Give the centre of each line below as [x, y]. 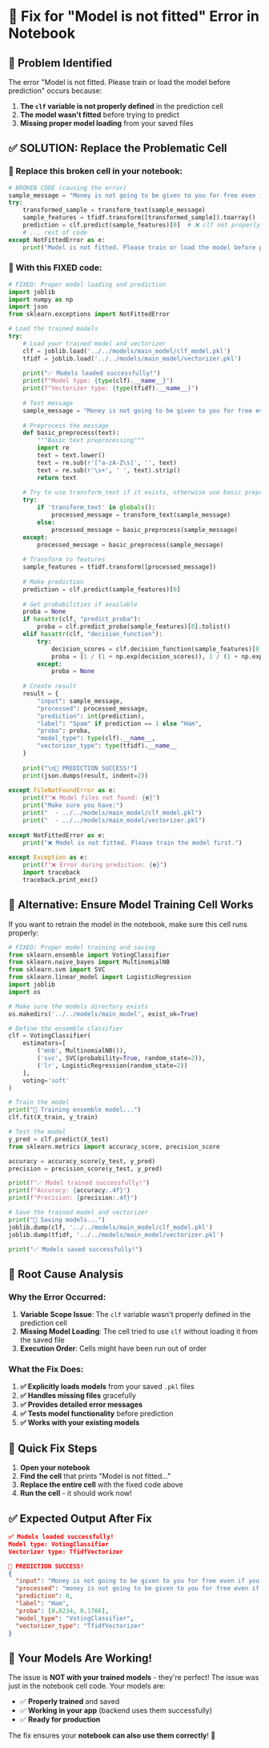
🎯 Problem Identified [60, 63]
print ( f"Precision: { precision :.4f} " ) [73, 1198]
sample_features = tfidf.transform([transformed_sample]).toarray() [139, 218]
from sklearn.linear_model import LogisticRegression [100, 977]
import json [28, 307]
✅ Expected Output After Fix [80, 1518]
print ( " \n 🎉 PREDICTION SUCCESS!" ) [80, 768]
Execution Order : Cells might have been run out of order [113, 1348]
